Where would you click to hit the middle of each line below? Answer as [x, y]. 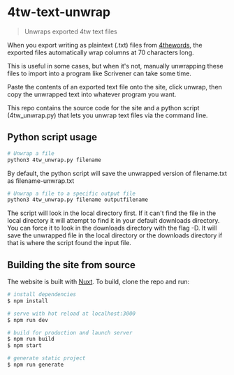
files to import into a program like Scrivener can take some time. [100, 73]
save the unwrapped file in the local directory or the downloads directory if [115, 235]
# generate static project [46, 358]
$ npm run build [31, 339]
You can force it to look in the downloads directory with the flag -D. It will [112, 228]
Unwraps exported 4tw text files [71, 31]
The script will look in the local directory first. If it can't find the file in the [112, 213]
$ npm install [28, 301]
